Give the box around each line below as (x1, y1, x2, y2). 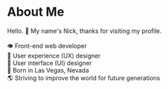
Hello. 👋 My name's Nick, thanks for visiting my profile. (7, 27, 163, 35)
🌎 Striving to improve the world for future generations (7, 73, 160, 82)
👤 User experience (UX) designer (7, 51, 101, 60)
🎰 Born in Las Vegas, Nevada (7, 66, 89, 74)
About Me (7, 4, 64, 20)
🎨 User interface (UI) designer (7, 59, 93, 67)
